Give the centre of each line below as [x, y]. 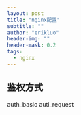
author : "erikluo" [33, 33]
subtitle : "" [26, 26]
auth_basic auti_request [40, 104]
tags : [15, 52]
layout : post [26, 13]
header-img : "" [29, 39]
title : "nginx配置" [34, 20]
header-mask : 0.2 [32, 45]
